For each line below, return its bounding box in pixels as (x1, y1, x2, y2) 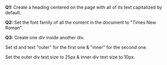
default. (5, 10, 22, 16)
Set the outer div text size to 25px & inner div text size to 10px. (5, 54, 135, 60)
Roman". (5, 25, 23, 31)
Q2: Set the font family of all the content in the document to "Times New (5, 20, 156, 25)
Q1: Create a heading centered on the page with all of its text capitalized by (5, 5, 162, 10)
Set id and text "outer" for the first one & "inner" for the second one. (5, 44, 148, 50)
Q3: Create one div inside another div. (5, 35, 85, 40)
